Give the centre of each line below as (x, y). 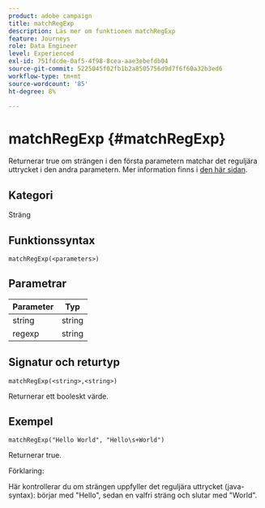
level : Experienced (41, 54)
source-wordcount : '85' (49, 84)
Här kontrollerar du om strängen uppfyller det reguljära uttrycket (115, 487)
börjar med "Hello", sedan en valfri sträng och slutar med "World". (147, 495)
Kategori (31, 195)
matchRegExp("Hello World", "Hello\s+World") (86, 440)
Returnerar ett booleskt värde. (59, 396)
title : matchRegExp (41, 24)
